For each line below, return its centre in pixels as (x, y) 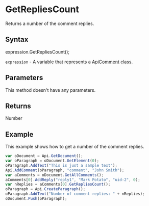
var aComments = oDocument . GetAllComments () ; (54, 175)
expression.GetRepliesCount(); (38, 51)
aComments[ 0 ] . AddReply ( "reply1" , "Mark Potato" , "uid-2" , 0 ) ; (73, 179)
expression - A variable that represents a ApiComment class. (69, 62)
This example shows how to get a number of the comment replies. (75, 147)
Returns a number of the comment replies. (50, 23)
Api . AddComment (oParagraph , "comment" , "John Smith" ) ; (65, 170)
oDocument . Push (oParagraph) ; (36, 199)
